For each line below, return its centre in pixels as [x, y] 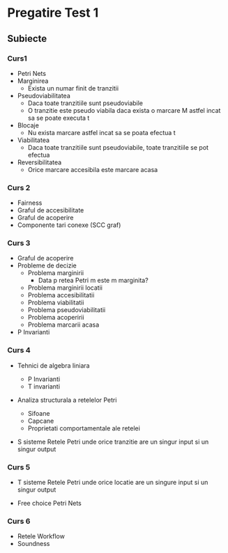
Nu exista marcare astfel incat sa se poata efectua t [101, 132]
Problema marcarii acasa [63, 325]
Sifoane [39, 413]
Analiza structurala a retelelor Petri [67, 400]
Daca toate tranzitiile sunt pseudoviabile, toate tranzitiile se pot [118, 147]
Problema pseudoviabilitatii [67, 310]
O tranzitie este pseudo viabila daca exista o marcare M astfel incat [124, 110]
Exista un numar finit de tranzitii [73, 88]
